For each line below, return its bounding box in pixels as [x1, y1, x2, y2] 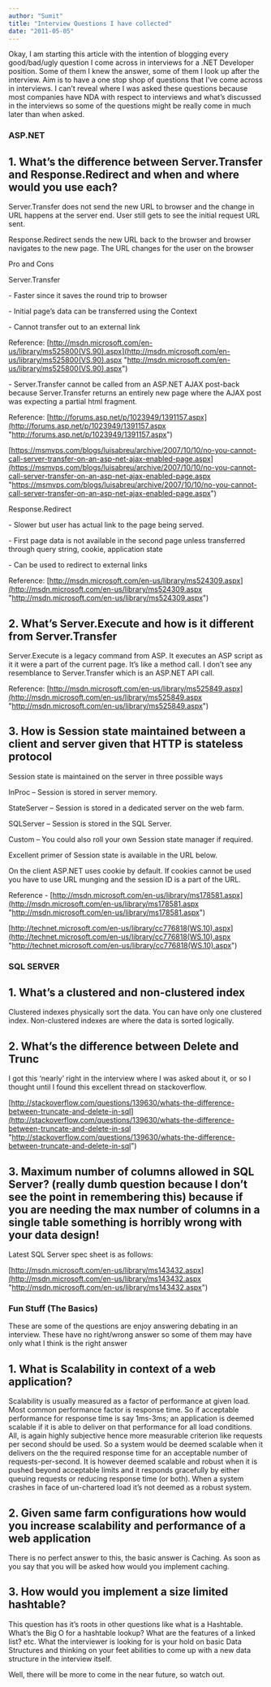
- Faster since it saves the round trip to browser [8, 291, 168, 300]
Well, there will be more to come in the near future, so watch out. [8, 1669, 226, 1679]
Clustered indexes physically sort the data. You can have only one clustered [8, 1007, 262, 1017]
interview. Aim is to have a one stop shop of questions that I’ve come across [8, 75, 263, 85]
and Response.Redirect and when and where [8, 167, 239, 181]
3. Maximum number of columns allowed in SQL [8, 1164, 255, 1178]
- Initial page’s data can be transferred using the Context [8, 306, 197, 317]
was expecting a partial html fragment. [8, 397, 138, 407]
